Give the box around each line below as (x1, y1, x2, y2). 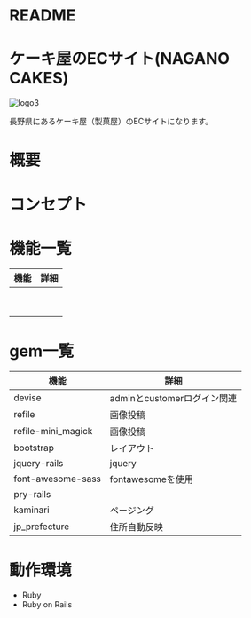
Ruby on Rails (21, 599, 73, 610)
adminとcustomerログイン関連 (109, 392, 238, 405)
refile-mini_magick (13, 425, 93, 438)
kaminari (13, 503, 51, 516)
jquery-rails (13, 457, 64, 470)
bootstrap (13, 441, 55, 454)
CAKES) (9, 68, 69, 89)
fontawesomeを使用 (109, 473, 193, 486)
